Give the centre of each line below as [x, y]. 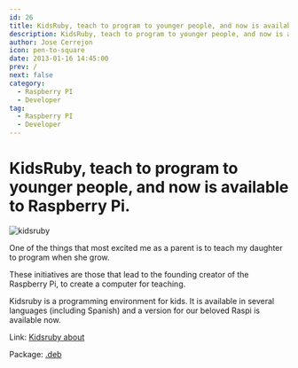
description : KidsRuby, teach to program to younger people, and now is [146, 34]
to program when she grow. [59, 257]
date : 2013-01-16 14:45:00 [59, 59]
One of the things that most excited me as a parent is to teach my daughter [146, 247]
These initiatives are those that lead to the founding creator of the [129, 274]
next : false [31, 75]
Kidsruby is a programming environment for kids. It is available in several [142, 301]
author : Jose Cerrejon [51, 42]
